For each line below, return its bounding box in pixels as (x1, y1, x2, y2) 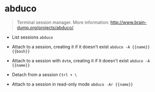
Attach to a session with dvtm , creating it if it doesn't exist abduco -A (11, 57, 150, 63)
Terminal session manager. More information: (16, 19, 109, 25)
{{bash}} (11, 49, 30, 54)
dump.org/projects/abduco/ (16, 24, 74, 30)
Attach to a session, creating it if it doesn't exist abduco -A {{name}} (11, 44, 150, 49)
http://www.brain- (110, 19, 147, 25)
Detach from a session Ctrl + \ (11, 71, 77, 77)
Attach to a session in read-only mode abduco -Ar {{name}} (11, 81, 133, 87)
